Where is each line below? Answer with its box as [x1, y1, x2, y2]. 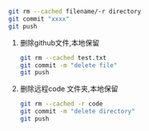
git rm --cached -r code [19, 100, 103, 108]
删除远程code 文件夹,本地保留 [19, 84, 119, 93]
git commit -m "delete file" [19, 61, 118, 69]
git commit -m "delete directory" [19, 108, 135, 116]
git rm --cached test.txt [19, 54, 107, 62]
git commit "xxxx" [8, 14, 70, 23]
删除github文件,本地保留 [19, 38, 100, 47]
